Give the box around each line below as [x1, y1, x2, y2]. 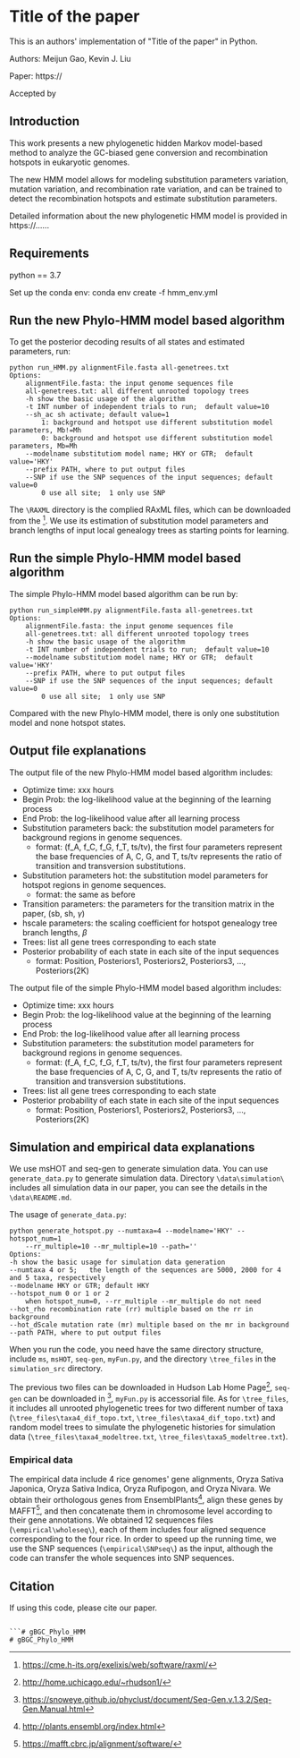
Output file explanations [9, 743, 147, 758]
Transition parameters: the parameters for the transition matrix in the [21, 898, 275, 909]
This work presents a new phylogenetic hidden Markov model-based [9, 137, 263, 149]
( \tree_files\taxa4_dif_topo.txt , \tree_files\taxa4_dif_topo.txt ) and [9, 1412, 276, 1422]
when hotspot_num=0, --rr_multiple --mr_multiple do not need [25, 1297, 262, 1306]
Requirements [9, 246, 89, 261]
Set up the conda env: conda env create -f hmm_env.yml [9, 286, 219, 297]
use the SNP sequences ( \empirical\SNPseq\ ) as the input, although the [9, 1543, 274, 1554]
